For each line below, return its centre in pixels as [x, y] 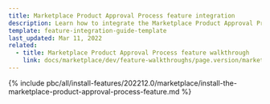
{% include [27, 83]
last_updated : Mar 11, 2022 [55, 38]
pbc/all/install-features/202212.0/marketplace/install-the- [141, 83]
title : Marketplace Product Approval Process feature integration [122, 16]
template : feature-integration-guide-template [88, 30]
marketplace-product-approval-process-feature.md [94, 91]
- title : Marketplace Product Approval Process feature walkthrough [133, 53]
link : [32, 61]
